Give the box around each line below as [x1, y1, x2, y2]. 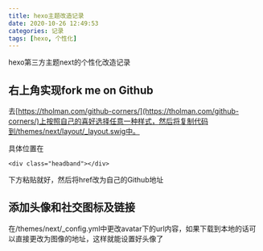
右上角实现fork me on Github [8, 83, 154, 97]
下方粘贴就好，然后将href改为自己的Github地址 [8, 175, 164, 185]
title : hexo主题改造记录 [8, 11, 84, 20]
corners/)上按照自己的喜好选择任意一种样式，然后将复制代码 [8, 116, 209, 126]
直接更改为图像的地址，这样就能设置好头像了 [14, 233, 163, 243]
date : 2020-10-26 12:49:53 [8, 19, 99, 27]
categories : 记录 [8, 27, 64, 35]
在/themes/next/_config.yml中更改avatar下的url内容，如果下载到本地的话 [8, 224, 249, 233]
